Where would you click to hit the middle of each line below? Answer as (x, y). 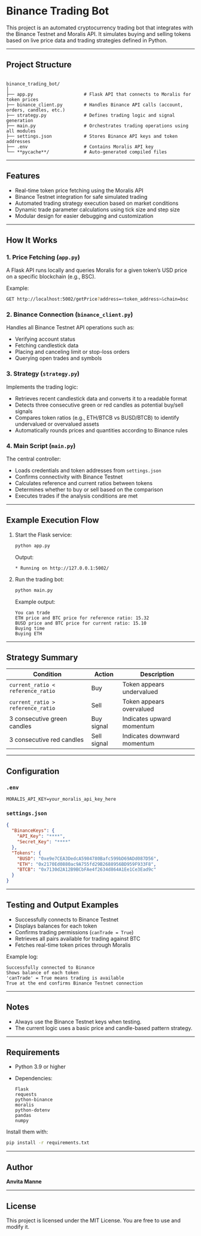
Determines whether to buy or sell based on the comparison (89, 490)
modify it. (18, 1226)
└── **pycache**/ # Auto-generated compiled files (87, 152)
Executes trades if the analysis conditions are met (76, 496)
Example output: (35, 602)
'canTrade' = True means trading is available (65, 978)
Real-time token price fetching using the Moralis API (79, 190)
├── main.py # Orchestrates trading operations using (97, 126)
